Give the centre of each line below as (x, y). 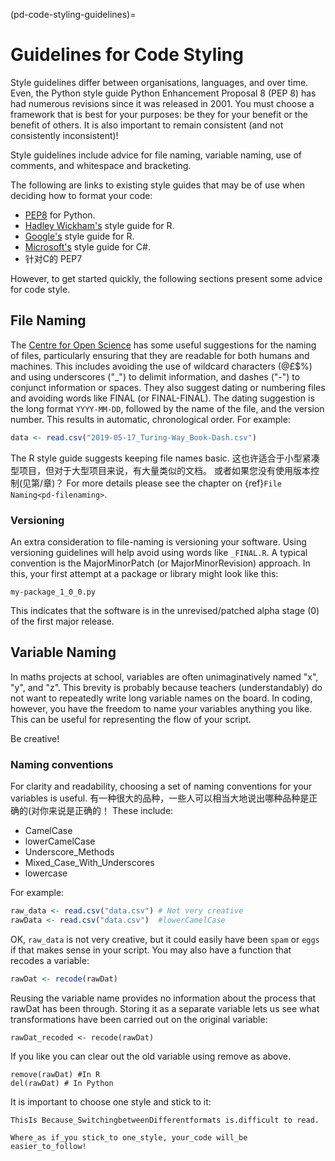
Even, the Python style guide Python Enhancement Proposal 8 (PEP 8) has (163, 93)
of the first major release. (62, 621)
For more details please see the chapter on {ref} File (174, 483)
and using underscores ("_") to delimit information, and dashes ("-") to (155, 376)
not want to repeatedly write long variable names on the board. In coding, (161, 698)
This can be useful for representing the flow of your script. (131, 719)
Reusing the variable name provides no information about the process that (163, 998)
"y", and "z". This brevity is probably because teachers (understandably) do (166, 687)
